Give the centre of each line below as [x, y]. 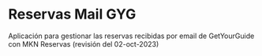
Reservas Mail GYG [72, 14]
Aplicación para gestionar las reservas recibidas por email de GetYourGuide [131, 36]
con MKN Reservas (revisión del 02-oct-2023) [84, 44]
